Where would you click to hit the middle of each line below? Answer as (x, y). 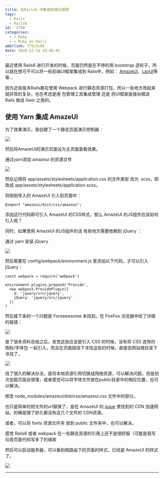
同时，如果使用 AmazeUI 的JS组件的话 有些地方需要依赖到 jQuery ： (74, 231)
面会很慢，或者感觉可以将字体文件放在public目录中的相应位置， (86, 380)
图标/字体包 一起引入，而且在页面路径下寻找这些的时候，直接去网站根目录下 (81, 348)
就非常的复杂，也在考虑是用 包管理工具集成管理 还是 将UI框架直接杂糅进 (77, 94)
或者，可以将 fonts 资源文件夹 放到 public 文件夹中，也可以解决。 (71, 423)
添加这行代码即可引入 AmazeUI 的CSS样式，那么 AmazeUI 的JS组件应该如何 (82, 215)
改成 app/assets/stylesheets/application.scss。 (52, 185)
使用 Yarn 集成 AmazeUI (41, 117)
